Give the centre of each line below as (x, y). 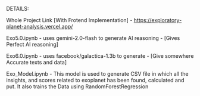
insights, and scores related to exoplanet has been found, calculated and (95, 80)
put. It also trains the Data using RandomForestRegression (77, 86)
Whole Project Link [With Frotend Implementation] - (69, 20)
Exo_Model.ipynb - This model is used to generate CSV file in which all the (97, 74)
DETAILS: (18, 9)
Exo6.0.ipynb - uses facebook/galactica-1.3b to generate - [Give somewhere (100, 56)
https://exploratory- (158, 20)
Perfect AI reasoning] (32, 44)
